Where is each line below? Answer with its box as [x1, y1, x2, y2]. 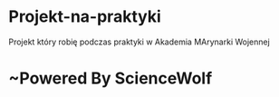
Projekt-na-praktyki [8, 6, 162, 27]
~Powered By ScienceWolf [8, 68, 213, 89]
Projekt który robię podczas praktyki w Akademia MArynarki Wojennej [8, 36, 271, 47]
